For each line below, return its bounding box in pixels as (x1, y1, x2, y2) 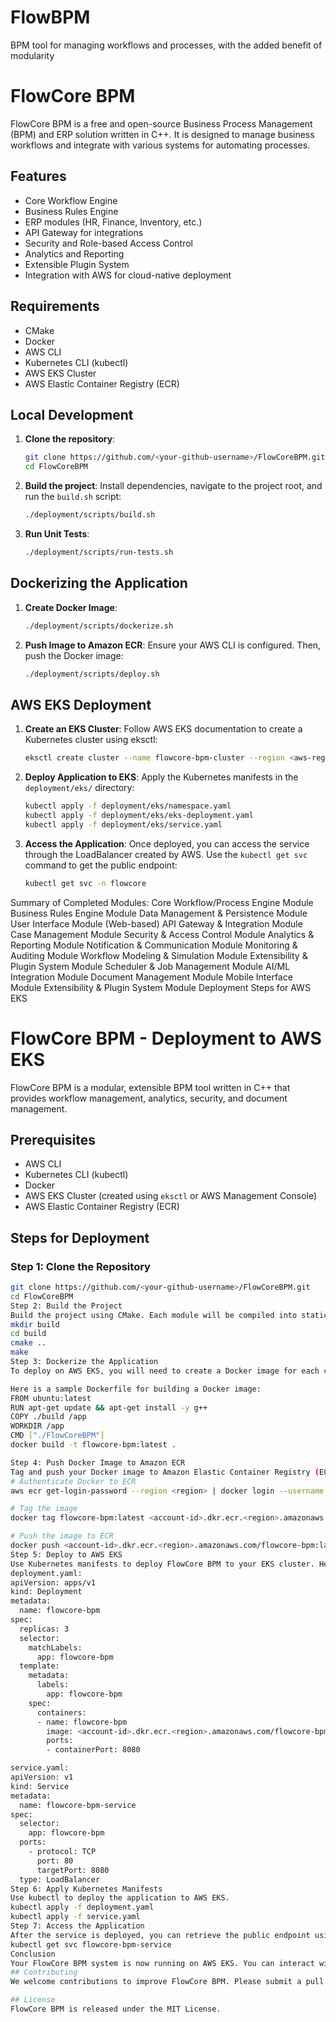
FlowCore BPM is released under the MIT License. (10, 2004, 222, 2014)
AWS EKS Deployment (10, 696, 152, 713)
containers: (36, 1707, 87, 1718)
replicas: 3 (19, 1624, 70, 1634)
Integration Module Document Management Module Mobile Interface (10, 971, 293, 983)
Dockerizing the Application (10, 575, 188, 592)
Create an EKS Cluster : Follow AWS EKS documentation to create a (24, 723, 303, 735)
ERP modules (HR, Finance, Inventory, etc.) (24, 216, 203, 228)
